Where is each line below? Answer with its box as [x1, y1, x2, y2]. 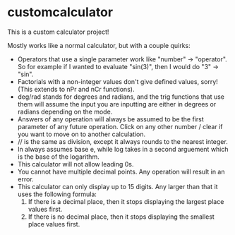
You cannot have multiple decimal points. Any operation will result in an [17, 167, 225, 176]
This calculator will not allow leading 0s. [17, 159, 134, 168]
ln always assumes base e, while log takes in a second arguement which [17, 145, 229, 153]
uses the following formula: [17, 190, 97, 198]
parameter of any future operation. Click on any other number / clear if [17, 122, 223, 131]
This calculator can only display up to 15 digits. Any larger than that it [17, 182, 218, 191]
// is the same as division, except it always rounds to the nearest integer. [17, 137, 228, 145]
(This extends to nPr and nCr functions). [17, 85, 135, 93]
